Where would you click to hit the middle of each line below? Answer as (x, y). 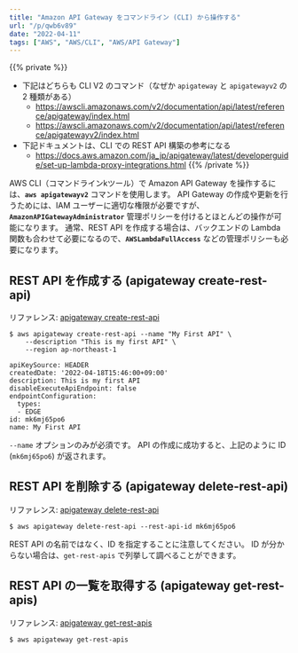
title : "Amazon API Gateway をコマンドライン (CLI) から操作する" (125, 17)
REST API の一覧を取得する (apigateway (120, 586)
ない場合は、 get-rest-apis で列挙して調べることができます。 (129, 555)
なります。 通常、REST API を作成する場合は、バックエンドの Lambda (153, 228)
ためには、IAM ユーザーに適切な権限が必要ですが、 (110, 206)
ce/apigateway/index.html (82, 116)
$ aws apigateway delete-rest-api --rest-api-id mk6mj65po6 (123, 526)
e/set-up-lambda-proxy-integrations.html (110, 165)
